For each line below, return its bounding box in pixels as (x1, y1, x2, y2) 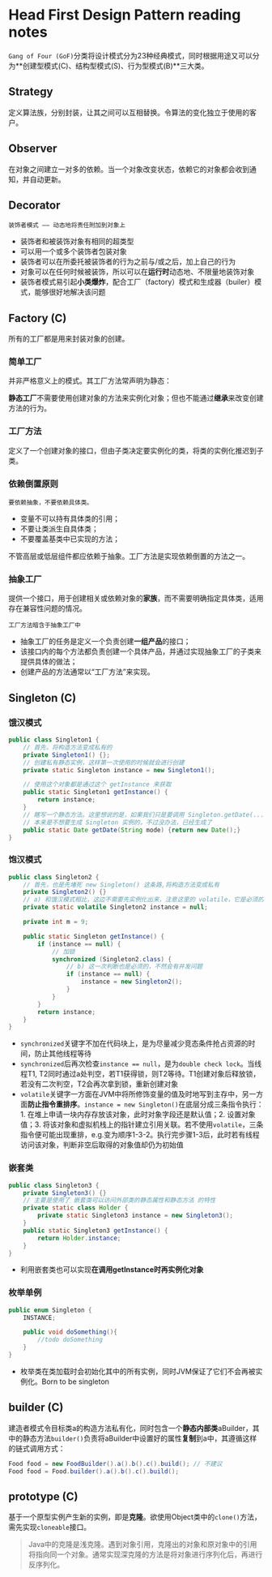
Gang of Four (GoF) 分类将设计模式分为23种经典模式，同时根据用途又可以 (8, 50, 253, 60)
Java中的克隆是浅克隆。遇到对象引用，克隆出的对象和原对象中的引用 (28, 1540, 257, 1549)
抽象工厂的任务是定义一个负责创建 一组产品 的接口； (19, 637, 191, 647)
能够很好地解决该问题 (34, 287, 106, 297)
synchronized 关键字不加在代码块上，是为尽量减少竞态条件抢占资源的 (19, 1038, 249, 1048)
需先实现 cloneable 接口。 (8, 1523, 91, 1532)
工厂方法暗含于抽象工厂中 (8, 621, 81, 630)
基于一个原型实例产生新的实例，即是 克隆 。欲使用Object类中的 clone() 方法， (8, 1512, 261, 1522)
